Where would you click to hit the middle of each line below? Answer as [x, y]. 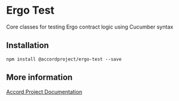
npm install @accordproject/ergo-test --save [64, 59]
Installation [28, 45]
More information [40, 78]
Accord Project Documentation [44, 91]
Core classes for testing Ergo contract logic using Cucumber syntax [90, 27]
